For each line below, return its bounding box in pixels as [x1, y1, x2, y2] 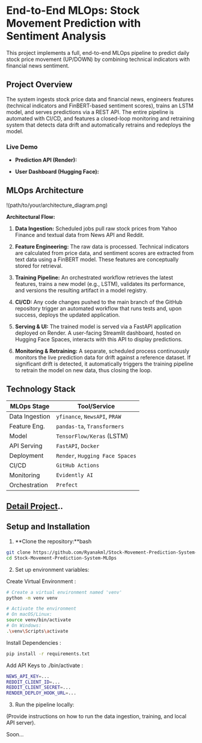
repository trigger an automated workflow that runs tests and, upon [14, 305, 182, 312]
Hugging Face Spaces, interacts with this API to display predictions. [14, 335, 183, 343]
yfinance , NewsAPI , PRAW [56, 412, 121, 420]
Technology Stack [6, 384, 76, 394]
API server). [6, 719, 36, 727]
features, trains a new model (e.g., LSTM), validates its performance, [14, 280, 185, 287]
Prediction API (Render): [14, 156, 77, 163]
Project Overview [6, 80, 73, 90]
